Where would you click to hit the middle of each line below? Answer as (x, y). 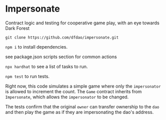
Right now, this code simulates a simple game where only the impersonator (83, 86)
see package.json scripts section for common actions (61, 57)
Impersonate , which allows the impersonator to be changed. (67, 97)
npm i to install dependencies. (36, 47)
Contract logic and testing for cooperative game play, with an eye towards (82, 23)
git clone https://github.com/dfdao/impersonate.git (62, 37)
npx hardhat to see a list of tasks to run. (47, 66)
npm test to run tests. (27, 76)
